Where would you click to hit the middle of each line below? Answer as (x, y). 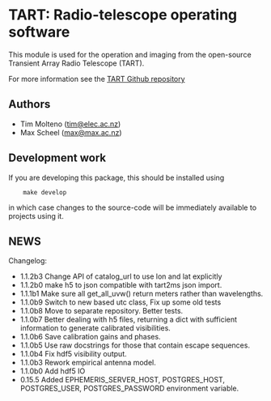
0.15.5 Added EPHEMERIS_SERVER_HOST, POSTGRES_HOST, (122, 380)
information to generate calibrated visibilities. (95, 328)
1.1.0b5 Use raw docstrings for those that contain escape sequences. (135, 345)
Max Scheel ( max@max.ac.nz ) (71, 132)
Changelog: (28, 261)
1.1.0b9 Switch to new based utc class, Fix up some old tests (121, 302)
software (39, 32)
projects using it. (36, 215)
